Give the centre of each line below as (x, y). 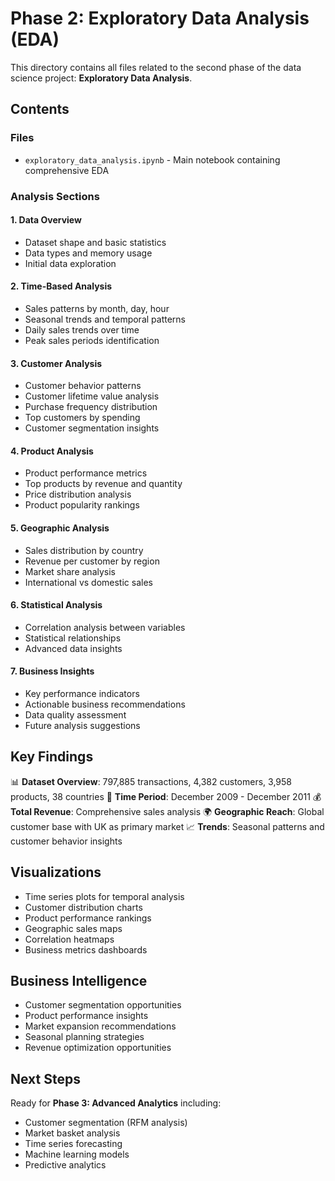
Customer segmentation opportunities (103, 1005)
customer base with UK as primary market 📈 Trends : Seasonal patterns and (167, 826)
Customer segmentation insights (92, 428)
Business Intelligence (79, 980)
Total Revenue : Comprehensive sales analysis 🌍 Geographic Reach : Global (167, 811)
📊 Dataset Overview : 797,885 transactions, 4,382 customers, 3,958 (151, 781)
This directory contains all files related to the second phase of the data (156, 67)
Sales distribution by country (84, 550)
